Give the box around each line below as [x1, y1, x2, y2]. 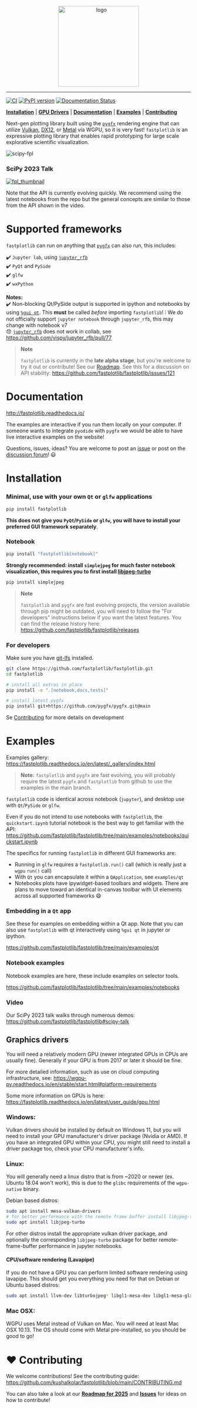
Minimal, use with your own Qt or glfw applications [6, 493, 152, 501]
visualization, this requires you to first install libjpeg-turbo [6, 568, 151, 575]
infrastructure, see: [6, 1074, 53, 1082]
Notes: [6, 294, 23, 301]
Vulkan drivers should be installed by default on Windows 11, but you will [6, 1126, 181, 1133]
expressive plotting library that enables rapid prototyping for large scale [6, 132, 179, 139]
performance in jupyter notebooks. [38, 1242, 123, 1249]
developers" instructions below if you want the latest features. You [20, 613, 182, 620]
